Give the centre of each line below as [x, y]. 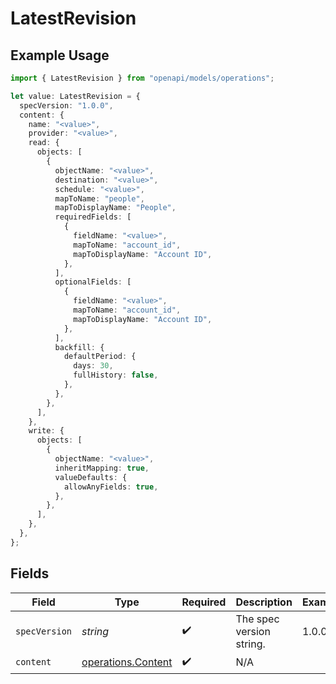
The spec [257, 619]
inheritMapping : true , [102, 468]
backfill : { [79, 347]
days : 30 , [93, 366]
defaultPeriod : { [100, 357]
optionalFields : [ [93, 282]
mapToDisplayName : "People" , [115, 208]
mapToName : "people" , [99, 198]
